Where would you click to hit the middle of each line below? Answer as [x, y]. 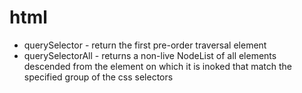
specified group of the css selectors [98, 77]
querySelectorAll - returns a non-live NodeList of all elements [150, 55]
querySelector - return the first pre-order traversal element [145, 45]
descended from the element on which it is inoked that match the [158, 66]
